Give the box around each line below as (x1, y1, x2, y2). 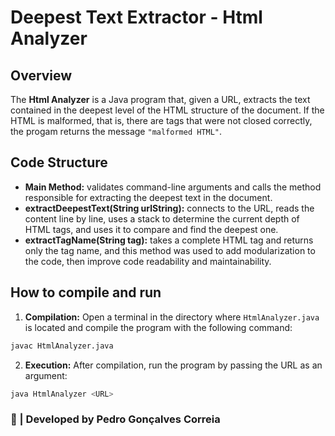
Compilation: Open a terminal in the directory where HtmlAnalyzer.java (24, 311, 320, 323)
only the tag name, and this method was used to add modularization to (24, 244, 316, 256)
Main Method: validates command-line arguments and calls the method (24, 181, 322, 193)
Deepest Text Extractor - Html (10, 6, 263, 29)
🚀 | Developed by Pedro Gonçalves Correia (10, 412, 221, 426)
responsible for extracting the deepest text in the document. (24, 191, 273, 203)
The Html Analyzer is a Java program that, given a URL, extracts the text (10, 94, 311, 105)
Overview (10, 67, 73, 84)
